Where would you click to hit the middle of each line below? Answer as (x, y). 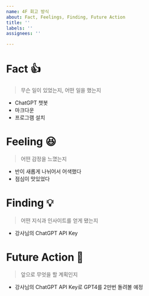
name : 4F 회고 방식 (27, 12)
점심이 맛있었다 (32, 179)
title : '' (18, 22)
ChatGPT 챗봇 (31, 103)
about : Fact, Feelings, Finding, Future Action (66, 17)
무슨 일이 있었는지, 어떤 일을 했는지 (61, 90)
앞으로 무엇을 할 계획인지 (49, 274)
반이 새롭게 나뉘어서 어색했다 (48, 171)
